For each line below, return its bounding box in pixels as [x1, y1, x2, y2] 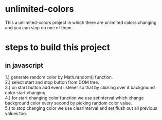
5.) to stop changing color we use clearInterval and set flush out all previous [5, 105, 158, 111]
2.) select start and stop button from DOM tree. [5, 79, 100, 85]
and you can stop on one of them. [5, 24, 73, 30]
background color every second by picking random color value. [5, 100, 132, 106]
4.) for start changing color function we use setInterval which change [5, 95, 144, 100]
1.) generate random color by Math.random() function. [5, 74, 113, 80]
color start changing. [5, 89, 47, 96]
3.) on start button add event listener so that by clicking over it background [5, 84, 155, 90]
